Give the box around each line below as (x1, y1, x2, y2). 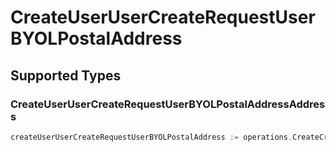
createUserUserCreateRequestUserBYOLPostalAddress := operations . (10, 132, 293, 142)
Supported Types (10, 67, 122, 84)
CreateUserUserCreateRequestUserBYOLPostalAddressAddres (10, 97, 326, 111)
